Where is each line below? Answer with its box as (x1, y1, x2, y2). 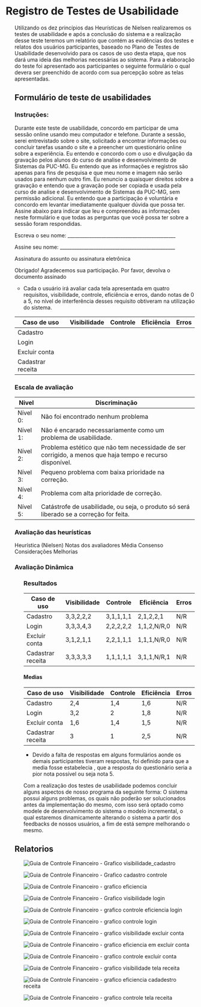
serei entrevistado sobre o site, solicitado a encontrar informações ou (14, 137, 187, 144)
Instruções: (14, 111, 49, 119)
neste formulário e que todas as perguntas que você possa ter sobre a (14, 213, 189, 221)
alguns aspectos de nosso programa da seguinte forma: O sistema (23, 788, 188, 796)
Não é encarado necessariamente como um (41, 425, 164, 434)
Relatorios (14, 844, 54, 854)
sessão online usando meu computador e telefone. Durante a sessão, (14, 130, 187, 138)
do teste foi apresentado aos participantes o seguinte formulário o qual (14, 62, 190, 70)
